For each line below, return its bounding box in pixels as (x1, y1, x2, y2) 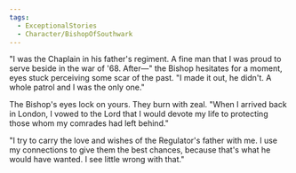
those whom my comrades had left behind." (9, 118, 169, 129)
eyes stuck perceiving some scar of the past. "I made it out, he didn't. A (9, 73, 272, 83)
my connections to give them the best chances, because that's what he (9, 145, 271, 155)
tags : (9, 12, 29, 22)
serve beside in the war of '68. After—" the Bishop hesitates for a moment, (9, 63, 283, 74)
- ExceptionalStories (17, 21, 98, 30)
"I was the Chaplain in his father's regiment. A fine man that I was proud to (9, 54, 282, 65)
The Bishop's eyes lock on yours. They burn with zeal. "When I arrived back (9, 99, 287, 110)
